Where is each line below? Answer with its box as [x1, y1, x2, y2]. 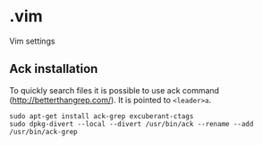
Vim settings [9, 36, 55, 46]
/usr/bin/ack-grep [9, 127, 78, 136]
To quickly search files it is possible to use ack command [9, 85, 220, 95]
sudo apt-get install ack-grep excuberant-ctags [9, 111, 194, 121]
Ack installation [9, 61, 98, 77]
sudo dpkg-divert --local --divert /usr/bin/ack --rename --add [9, 119, 254, 128]
